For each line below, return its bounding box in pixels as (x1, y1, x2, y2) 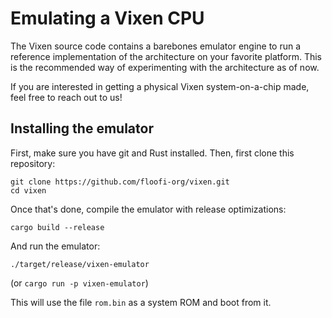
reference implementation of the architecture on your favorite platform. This (10, 50, 322, 62)
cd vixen (10, 185, 47, 196)
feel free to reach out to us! (10, 91, 123, 103)
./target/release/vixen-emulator (10, 259, 150, 269)
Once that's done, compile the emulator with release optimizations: (10, 203, 287, 215)
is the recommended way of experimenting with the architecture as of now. (10, 61, 320, 73)
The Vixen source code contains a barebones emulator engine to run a (10, 40, 302, 52)
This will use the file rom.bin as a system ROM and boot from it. (10, 296, 272, 308)
